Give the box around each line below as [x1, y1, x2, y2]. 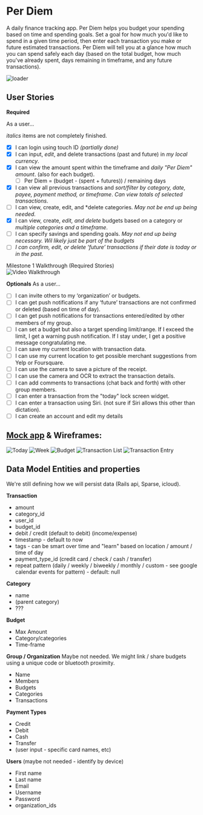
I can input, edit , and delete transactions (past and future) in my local [15, 150, 188, 158]
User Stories [6, 92, 55, 102]
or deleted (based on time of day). [15, 306, 101, 313]
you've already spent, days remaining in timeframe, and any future [6, 56, 173, 64]
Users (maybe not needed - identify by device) [6, 757, 124, 765]
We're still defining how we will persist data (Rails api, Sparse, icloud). [6, 480, 181, 488]
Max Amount [15, 628, 47, 635]
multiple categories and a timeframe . [15, 224, 108, 231]
